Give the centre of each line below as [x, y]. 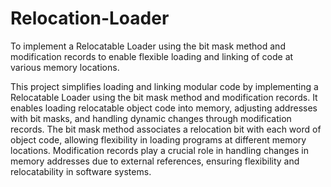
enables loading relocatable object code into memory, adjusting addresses [164, 108]
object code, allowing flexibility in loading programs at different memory [158, 139]
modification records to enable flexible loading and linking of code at [152, 56]
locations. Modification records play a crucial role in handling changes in [160, 150]
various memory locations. [65, 67]
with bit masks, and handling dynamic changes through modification [151, 118]
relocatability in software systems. [81, 171]
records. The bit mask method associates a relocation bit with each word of [166, 129]
